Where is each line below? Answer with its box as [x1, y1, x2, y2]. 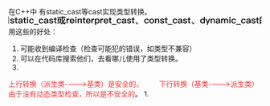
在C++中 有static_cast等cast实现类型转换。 [8, 7, 152, 16]
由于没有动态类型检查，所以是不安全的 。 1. [8, 89, 149, 99]
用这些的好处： [8, 27, 58, 37]
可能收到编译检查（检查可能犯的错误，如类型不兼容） [19, 44, 197, 53]
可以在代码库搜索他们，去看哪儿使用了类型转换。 [19, 54, 182, 64]
